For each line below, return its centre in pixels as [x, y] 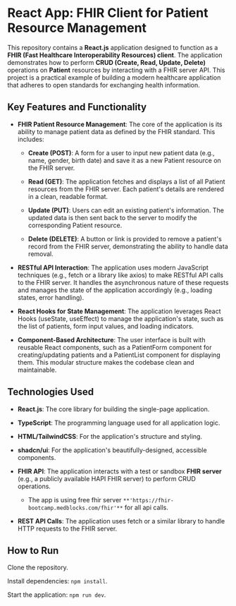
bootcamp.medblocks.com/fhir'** [75, 508]
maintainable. [37, 370]
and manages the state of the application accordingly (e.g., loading [115, 290]
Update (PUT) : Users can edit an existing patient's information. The [126, 210]
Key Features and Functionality [77, 107]
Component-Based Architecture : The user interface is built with [111, 339]
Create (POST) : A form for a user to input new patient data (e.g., [121, 152]
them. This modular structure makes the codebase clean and [106, 362]
